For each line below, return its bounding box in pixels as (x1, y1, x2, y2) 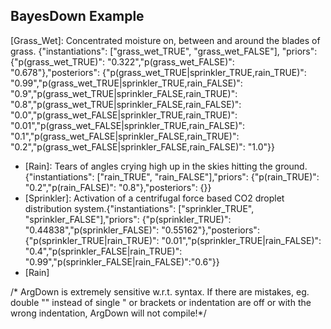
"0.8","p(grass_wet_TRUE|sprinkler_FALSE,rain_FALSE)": (10, 98, 242, 110)
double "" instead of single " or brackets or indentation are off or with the (10, 296, 312, 308)
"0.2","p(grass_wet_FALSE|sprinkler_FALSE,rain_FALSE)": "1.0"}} (10, 140, 275, 153)
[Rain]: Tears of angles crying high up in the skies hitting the (24, 160, 273, 172)
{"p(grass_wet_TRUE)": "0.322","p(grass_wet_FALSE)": (10, 55, 235, 68)
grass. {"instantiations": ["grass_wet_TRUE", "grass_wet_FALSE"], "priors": (10, 45, 318, 57)
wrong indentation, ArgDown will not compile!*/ (10, 307, 207, 319)
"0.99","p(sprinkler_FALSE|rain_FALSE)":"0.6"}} (24, 255, 220, 268)
